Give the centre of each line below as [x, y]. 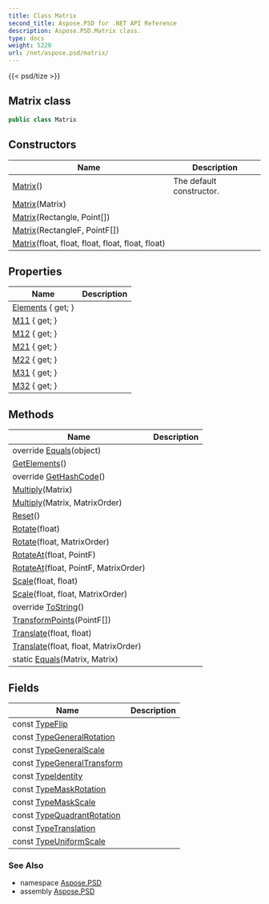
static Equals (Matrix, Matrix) [65, 659]
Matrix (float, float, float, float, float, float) [89, 243]
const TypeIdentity [48, 776]
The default [195, 181]
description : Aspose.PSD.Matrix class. [75, 31]
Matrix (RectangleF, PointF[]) [66, 230]
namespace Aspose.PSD [61, 883]
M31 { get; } [35, 373]
